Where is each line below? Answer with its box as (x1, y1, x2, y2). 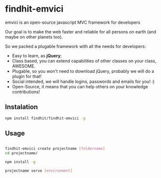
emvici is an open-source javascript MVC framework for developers (5, 19, 141, 25)
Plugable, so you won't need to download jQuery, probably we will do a (12, 68, 154, 74)
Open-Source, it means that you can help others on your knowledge (12, 83, 148, 89)
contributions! (12, 89, 40, 95)
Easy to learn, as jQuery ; (12, 52, 62, 59)
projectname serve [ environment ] (5, 168, 73, 173)
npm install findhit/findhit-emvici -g (5, 115, 86, 121)
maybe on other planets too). (5, 34, 63, 40)
